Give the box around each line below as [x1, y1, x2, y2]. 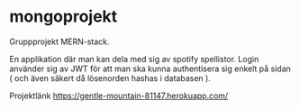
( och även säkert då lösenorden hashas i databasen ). [9, 72, 212, 83]
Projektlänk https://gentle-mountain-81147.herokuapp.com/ [9, 90, 229, 101]
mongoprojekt [9, 6, 118, 27]
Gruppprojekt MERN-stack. [9, 36, 110, 47]
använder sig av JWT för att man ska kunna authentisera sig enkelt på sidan [9, 63, 291, 74]
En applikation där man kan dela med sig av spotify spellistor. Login [9, 53, 259, 64]
